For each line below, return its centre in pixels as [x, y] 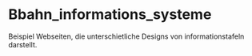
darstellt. [23, 44]
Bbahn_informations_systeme [110, 15]
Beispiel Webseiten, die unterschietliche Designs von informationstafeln [126, 36]
